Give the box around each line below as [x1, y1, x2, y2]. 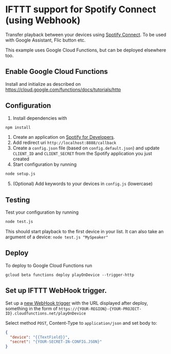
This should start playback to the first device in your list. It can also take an [5, 229, 164, 234]
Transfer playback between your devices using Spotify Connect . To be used [5, 31, 166, 38]
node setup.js [5, 171, 36, 177]
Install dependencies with [12, 115, 67, 121]
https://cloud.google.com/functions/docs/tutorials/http [5, 86, 121, 92]
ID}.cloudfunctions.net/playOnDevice [5, 311, 86, 316]
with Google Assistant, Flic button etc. [5, 37, 86, 43]
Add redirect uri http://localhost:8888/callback [12, 140, 117, 146]
